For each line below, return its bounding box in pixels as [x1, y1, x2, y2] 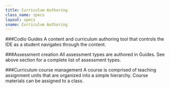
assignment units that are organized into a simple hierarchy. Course [5, 73, 148, 79]
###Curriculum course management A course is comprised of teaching [5, 67, 157, 73]
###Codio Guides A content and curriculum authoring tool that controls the [5, 36, 164, 42]
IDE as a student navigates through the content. [5, 42, 106, 48]
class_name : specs [5, 12, 45, 17]
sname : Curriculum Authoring [5, 22, 68, 27]
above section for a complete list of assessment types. [5, 57, 121, 63]
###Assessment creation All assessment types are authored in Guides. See [5, 51, 165, 58]
